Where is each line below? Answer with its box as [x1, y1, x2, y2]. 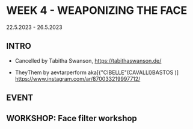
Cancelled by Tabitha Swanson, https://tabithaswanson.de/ [14, 57, 162, 64]
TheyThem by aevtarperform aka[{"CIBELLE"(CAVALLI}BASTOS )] [14, 69, 179, 76]
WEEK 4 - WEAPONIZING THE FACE [6, 4, 188, 17]
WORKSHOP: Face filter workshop [6, 113, 137, 124]
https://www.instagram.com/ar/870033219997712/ [14, 75, 141, 82]
